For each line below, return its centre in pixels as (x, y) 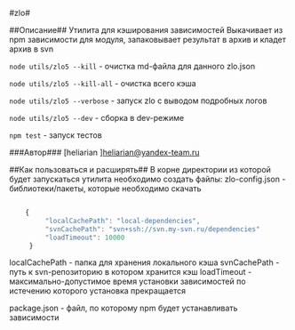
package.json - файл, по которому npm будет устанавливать (124, 308)
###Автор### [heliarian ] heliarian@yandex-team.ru (104, 152)
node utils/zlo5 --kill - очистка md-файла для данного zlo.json (132, 66)
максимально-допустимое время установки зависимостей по (128, 282)
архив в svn (32, 49)
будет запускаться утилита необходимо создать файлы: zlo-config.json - (147, 179)
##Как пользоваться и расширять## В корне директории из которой (140, 169)
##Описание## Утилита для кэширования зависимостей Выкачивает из (146, 30)
